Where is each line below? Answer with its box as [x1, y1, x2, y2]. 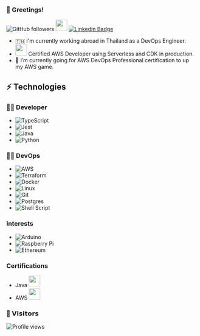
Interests [6, 220, 33, 228]
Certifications [6, 262, 49, 270]
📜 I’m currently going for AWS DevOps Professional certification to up [15, 57, 190, 64]
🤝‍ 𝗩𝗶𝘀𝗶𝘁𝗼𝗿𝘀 [6, 309, 40, 318]
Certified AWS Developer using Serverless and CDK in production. [28, 50, 195, 57]
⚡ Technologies [6, 82, 66, 92]
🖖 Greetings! [6, 5, 44, 14]
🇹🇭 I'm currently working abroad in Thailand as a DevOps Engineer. [15, 37, 187, 45]
